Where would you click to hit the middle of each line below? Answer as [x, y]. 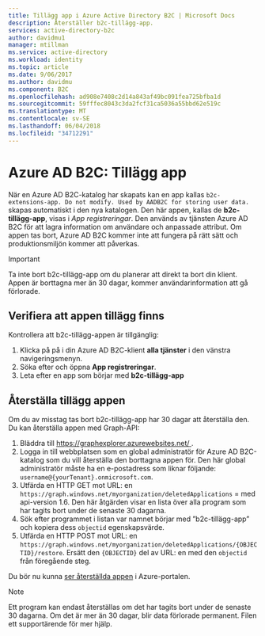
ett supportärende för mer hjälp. [61, 624]
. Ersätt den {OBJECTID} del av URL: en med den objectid [155, 553]
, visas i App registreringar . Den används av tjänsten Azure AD [146, 218]
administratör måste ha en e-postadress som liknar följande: [117, 469]
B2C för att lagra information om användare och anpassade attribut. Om [125, 227]
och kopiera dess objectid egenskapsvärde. [92, 527]
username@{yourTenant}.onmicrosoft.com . [86, 477]
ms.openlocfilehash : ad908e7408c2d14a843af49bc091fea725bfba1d [115, 97]
